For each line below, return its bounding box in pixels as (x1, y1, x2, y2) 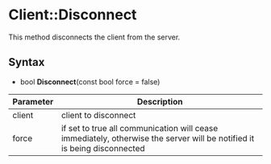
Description (136, 96, 183, 107)
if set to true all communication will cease (60, 122, 219, 133)
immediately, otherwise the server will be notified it (60, 133, 255, 144)
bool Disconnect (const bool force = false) (19, 76, 161, 86)
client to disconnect (60, 109, 136, 121)
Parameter (12, 96, 54, 107)
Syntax (8, 55, 45, 69)
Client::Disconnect (8, 6, 137, 24)
